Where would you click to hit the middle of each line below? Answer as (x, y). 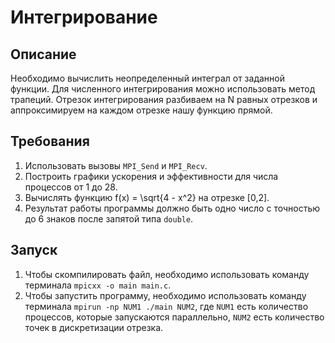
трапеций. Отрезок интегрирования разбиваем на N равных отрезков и (164, 99)
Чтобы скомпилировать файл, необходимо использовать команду (167, 274)
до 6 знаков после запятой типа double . (109, 218)
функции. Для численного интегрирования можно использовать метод (163, 89)
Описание (43, 54)
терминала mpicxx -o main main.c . (98, 285)
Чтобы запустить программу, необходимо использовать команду (165, 295)
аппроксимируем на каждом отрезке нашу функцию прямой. (141, 110)
